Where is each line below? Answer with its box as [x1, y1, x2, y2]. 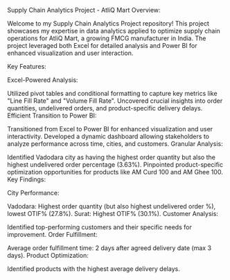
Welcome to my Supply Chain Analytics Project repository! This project [7, 19, 210, 27]
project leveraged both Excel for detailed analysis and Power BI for [7, 42, 197, 49]
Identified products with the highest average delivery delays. [7, 265, 180, 273]
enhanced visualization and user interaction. [7, 49, 134, 57]
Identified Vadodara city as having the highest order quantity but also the [7, 153, 216, 161]
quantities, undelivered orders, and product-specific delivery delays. [7, 104, 203, 112]
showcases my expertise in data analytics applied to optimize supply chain [7, 27, 220, 35]
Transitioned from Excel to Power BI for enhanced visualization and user [7, 125, 213, 133]
